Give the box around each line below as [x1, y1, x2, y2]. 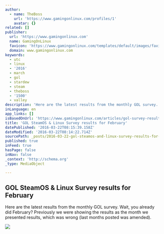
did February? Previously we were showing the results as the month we [5, 209, 148, 215]
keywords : [5, 52, 25, 58]
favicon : [9, 43, 27, 48]
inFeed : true [5, 143, 32, 148]
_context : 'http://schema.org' [5, 156, 69, 161]
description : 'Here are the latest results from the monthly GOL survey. [5, 102, 159, 107]
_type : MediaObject [5, 161, 45, 166]
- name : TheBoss [9, 12, 42, 17]
